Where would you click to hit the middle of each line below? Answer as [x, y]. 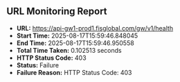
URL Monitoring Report [57, 11]
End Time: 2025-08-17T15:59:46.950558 [75, 43]
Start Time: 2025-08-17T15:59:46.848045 [77, 35]
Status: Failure [38, 65]
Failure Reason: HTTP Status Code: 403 [74, 72]
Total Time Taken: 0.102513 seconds [69, 50]
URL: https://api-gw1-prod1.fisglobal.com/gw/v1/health [95, 28]
